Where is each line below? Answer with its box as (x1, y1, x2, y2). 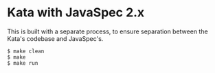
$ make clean (7, 48, 45, 55)
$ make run (7, 59, 38, 66)
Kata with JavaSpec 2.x (7, 5, 145, 20)
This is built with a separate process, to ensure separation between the (7, 27, 208, 35)
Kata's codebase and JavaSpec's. (7, 34, 104, 42)
